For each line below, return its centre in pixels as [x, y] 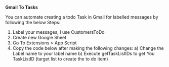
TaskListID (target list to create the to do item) [60, 59]
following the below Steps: [33, 22]
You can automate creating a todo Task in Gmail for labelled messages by [82, 17]
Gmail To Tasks [22, 7]
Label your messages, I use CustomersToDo [58, 32]
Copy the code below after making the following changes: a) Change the [88, 48]
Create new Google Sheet [39, 38]
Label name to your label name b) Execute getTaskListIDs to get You [83, 53]
